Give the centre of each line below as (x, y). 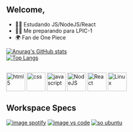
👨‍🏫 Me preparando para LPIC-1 (54, 31)
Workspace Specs (41, 108)
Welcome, (26, 10)
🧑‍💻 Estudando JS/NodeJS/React (55, 24)
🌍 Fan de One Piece (40, 37)
